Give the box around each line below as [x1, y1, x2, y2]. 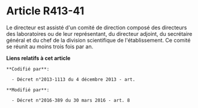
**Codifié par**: [6, 66, 50, 72]
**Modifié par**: [6, 87, 50, 93]
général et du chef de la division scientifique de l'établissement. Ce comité [6, 36, 191, 44]
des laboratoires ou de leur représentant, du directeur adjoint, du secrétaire [6, 30, 193, 37]
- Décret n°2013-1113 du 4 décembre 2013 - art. [11, 76, 136, 82]
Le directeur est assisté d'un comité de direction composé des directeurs [6, 24, 187, 31]
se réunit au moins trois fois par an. [6, 43, 94, 50]
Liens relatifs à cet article [6, 54, 71, 61]
